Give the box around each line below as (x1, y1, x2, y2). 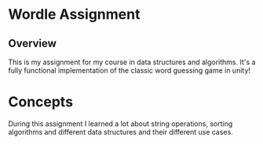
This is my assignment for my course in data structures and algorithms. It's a (8, 57, 256, 67)
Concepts (8, 93, 73, 111)
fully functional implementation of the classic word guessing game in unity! (8, 66, 251, 75)
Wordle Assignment (8, 5, 141, 23)
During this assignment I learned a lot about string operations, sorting (8, 119, 233, 128)
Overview (8, 37, 57, 50)
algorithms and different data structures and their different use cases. (8, 127, 233, 136)
